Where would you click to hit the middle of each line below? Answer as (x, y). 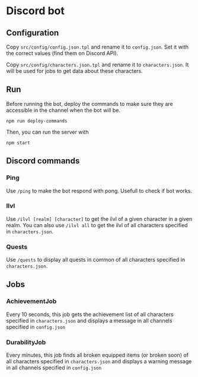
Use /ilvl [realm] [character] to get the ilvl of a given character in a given (99, 219)
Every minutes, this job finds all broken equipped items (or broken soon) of (97, 355)
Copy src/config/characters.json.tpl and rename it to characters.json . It (98, 65)
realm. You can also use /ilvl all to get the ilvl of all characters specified (97, 225)
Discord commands (43, 161)
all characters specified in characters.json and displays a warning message (99, 362)
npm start (18, 143)
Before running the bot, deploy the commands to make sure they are (90, 104)
